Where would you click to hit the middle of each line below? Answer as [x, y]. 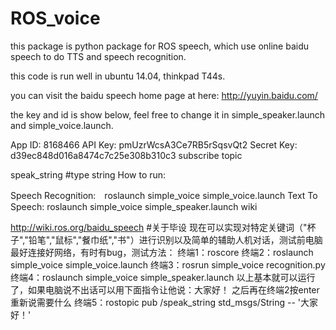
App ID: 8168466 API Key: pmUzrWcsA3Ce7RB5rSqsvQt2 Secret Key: [154, 144]
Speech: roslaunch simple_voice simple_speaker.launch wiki [134, 206]
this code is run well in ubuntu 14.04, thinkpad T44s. [118, 76]
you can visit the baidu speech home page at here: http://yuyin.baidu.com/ [164, 95]
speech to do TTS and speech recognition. [98, 56]
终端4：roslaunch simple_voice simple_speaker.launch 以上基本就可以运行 [163, 277]
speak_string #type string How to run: [88, 174]
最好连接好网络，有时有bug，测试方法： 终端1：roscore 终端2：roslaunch [162, 252]
